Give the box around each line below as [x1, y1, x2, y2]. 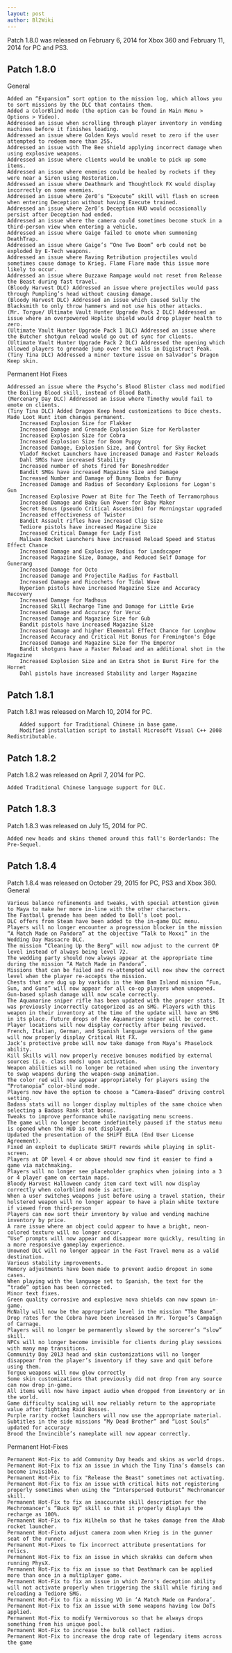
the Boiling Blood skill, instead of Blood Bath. [7, 390, 154, 397]
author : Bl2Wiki [7, 17, 54, 24]
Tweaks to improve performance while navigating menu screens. [7, 1113, 194, 1120]
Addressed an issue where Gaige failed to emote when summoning [7, 229, 197, 237]
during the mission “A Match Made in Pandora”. [7, 960, 148, 968]
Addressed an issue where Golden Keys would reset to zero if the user [7, 132, 219, 139]
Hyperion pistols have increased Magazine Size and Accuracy [19, 585, 200, 592]
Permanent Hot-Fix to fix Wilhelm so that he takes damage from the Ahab [7, 1517, 226, 1524]
